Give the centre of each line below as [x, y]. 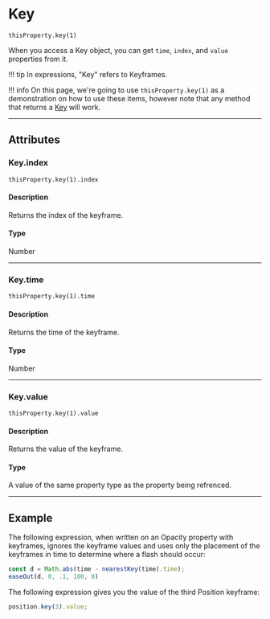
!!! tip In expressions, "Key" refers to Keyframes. [88, 74]
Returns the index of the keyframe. [66, 215]
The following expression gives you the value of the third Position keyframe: [134, 592]
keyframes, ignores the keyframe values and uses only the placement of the [134, 546]
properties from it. [38, 59]
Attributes [34, 140]
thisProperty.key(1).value [53, 414]
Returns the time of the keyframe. [64, 332]
